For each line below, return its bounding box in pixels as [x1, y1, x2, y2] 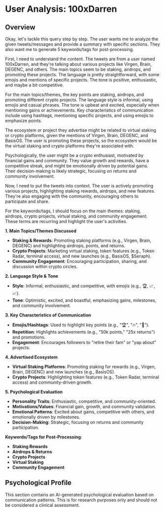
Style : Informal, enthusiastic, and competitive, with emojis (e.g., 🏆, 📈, [12, 283, 156, 288]
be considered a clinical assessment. [5, 502, 80, 508]
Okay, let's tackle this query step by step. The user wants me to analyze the [5, 36, 159, 42]
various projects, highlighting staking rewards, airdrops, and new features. [5, 188, 156, 194]
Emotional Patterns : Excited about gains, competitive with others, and [12, 409, 155, 415]
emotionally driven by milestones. [12, 414, 81, 420]
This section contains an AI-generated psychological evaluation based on [5, 491, 154, 497]
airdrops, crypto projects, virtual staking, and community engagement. [5, 213, 148, 219]
